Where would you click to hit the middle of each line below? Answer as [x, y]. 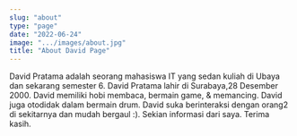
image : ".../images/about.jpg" [68, 42]
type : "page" [34, 26]
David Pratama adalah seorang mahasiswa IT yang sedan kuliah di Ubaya [145, 76]
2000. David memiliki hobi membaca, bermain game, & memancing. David [146, 96]
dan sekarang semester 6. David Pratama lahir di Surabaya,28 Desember [144, 86]
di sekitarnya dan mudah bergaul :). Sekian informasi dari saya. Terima [140, 115]
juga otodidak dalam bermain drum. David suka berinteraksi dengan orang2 [149, 105]
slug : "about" [36, 17]
